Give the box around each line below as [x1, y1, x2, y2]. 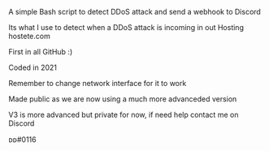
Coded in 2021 [8, 63, 58, 72]
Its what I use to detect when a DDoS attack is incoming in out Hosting [8, 23, 244, 32]
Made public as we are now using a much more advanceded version [8, 94, 237, 104]
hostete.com [8, 32, 50, 41]
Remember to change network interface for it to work [8, 79, 187, 88]
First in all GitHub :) [8, 47, 73, 56]
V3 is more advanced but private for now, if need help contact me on [8, 110, 239, 119]
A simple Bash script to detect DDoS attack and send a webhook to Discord [8, 7, 262, 16]
